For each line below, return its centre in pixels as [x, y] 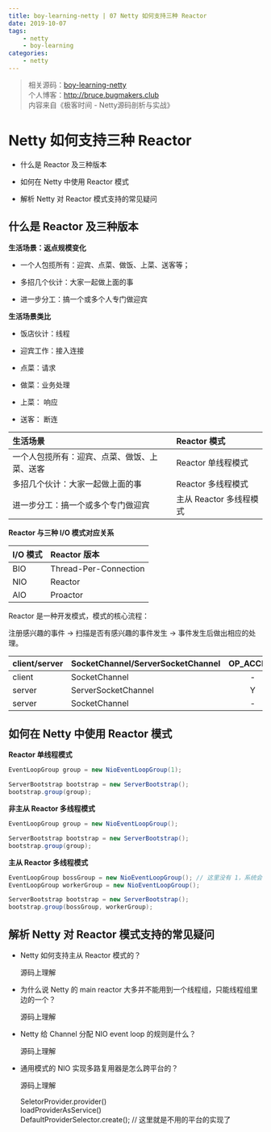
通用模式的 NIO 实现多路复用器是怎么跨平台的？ [99, 1068]
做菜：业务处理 [45, 385]
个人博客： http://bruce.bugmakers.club [94, 94]
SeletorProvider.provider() [63, 1101]
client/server [38, 663]
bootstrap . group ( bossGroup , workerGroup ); [81, 907]
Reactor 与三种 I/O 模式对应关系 [61, 533]
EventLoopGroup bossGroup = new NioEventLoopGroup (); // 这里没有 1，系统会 [135, 877]
